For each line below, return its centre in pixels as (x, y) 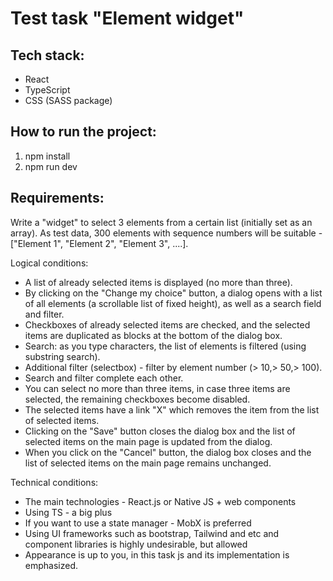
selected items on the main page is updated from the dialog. (148, 441)
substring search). (62, 356)
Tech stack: (47, 55)
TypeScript (47, 90)
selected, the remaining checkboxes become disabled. (137, 399)
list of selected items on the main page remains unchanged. (148, 463)
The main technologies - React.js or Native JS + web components (160, 501)
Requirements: (57, 198)
